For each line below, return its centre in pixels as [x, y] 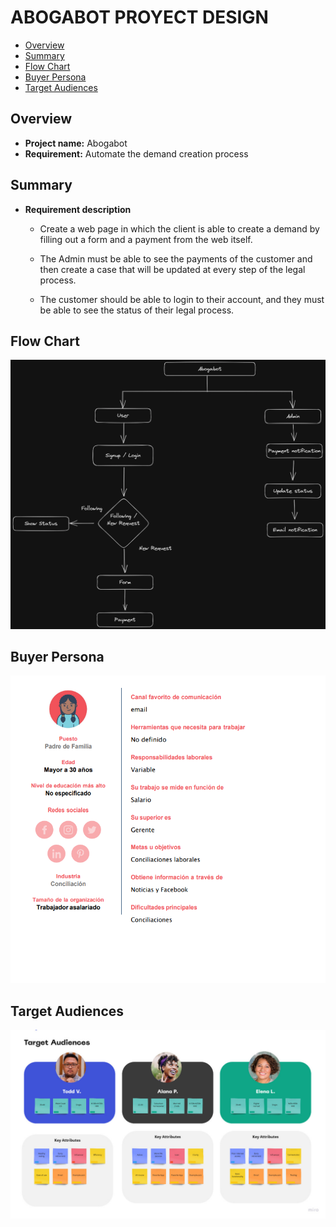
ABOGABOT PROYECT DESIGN [139, 17]
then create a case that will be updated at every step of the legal [172, 269]
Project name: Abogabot [76, 143]
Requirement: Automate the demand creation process [136, 153]
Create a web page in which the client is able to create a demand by [179, 228]
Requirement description [78, 209]
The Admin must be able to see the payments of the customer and [176, 258]
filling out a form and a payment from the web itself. [146, 239]
